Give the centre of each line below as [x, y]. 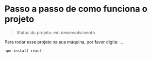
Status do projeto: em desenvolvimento [56, 32]
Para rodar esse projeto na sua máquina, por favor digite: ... [64, 42]
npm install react [23, 51]
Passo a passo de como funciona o [76, 9]
